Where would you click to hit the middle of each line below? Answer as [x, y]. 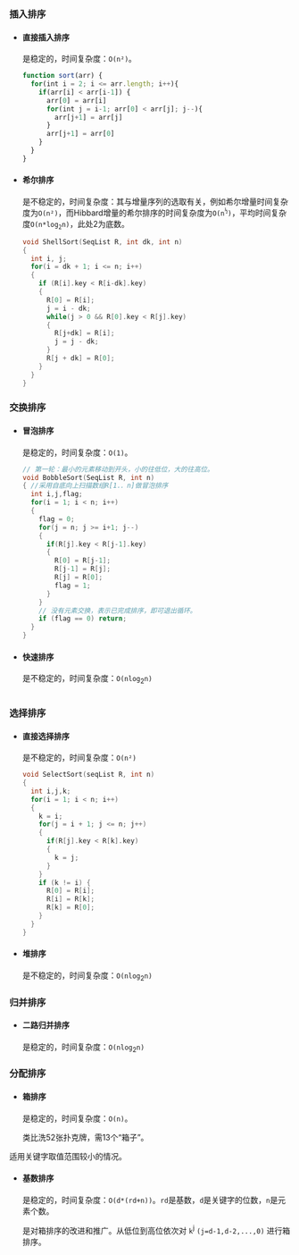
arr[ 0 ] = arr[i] [76, 100]
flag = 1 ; [73, 585]
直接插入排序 [46, 37]
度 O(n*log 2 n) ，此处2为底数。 [75, 224]
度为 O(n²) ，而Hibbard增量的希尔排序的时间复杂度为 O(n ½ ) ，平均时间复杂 [154, 213]
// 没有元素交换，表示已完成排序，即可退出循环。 [118, 611]
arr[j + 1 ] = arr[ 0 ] [80, 134]
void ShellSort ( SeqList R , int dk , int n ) [102, 242]
